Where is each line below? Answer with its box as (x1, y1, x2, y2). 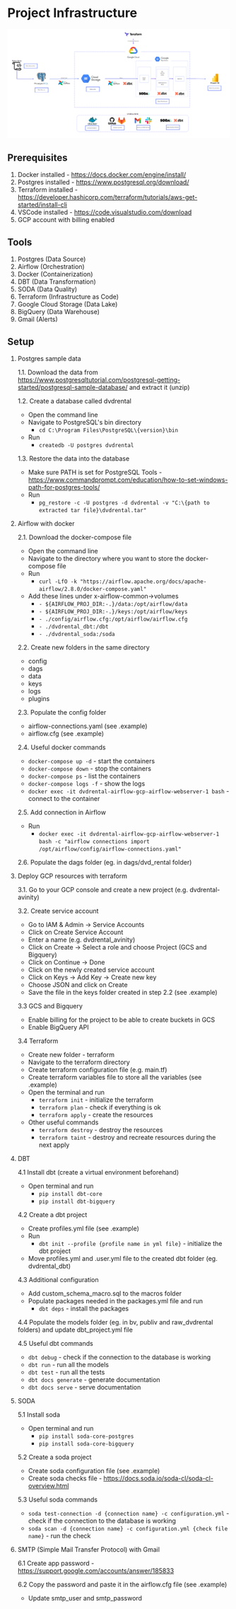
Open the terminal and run (28, 1088, 105, 1096)
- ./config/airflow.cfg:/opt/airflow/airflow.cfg (38, 616, 188, 623)
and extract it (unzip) (129, 383, 190, 391)
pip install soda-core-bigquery (38, 1440, 134, 1448)
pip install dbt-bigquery (38, 1198, 115, 1205)
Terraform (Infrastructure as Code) (17, 292, 119, 301)
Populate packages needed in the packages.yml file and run (28, 1296, 203, 1305)
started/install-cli (17, 200, 67, 209)
